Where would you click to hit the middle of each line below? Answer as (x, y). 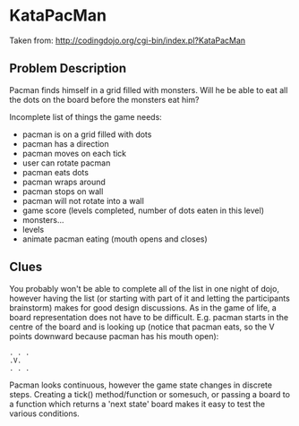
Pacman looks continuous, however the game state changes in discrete (141, 385)
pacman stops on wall (63, 191)
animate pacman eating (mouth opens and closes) (115, 239)
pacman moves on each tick (74, 153)
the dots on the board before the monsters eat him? (104, 99)
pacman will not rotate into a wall (83, 200)
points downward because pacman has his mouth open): (114, 336)
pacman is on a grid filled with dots (87, 134)
